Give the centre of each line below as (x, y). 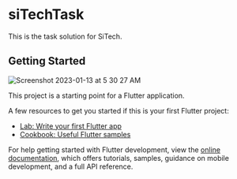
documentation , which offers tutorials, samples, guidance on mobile (118, 158)
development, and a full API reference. (71, 166)
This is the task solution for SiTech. (65, 36)
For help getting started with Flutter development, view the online (115, 149)
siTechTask (46, 15)
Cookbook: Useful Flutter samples (75, 134)
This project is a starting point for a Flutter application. (96, 95)
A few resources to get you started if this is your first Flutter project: (118, 110)
